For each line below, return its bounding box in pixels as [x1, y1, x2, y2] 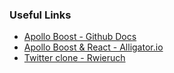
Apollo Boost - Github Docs [23, 31, 137, 43]
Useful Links [9, 8, 72, 22]
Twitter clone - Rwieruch [23, 52, 126, 64]
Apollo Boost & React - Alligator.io [23, 41, 164, 53]
